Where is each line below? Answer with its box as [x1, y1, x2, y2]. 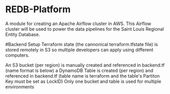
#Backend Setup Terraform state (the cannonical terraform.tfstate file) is [5, 41, 158, 47]
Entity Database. [5, 31, 40, 37]
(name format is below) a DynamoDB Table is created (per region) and [5, 67, 154, 74]
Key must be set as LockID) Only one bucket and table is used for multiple [5, 78, 161, 84]
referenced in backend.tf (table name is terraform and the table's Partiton [5, 73, 160, 79]
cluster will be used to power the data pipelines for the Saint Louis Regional [5, 26, 164, 32]
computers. [5, 52, 30, 58]
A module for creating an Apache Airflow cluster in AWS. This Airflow [5, 20, 152, 27]
